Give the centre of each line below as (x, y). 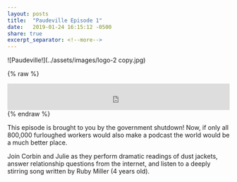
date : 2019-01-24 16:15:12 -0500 (60, 27)
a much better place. (37, 142)
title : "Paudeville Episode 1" (55, 20)
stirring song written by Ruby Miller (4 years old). (79, 171)
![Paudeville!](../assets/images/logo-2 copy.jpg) (77, 60)
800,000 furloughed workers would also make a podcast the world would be (119, 135)
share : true (25, 34)
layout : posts (28, 14)
